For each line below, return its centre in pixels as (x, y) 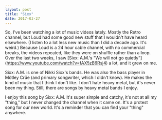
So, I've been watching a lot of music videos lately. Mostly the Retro (73, 32)
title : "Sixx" (19, 14)
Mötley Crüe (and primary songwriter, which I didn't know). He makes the (79, 77)
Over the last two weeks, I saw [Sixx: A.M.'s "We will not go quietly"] (73, 58)
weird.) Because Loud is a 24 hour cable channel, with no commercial (75, 48)
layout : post (18, 9)
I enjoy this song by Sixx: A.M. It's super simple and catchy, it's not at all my (81, 97)
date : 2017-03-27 (23, 18)
